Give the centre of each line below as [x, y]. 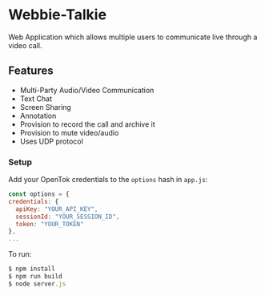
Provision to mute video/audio [69, 132]
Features [31, 71]
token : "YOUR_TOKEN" [50, 224]
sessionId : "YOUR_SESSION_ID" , [68, 217]
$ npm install [32, 269]
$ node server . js [37, 284]
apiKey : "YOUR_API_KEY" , [57, 209]
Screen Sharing [46, 107]
